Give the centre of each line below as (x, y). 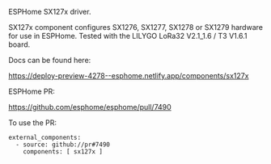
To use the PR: (32, 123)
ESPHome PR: (32, 91)
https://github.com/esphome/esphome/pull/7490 (90, 107)
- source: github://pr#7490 (63, 145)
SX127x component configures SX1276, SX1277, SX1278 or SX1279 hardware (135, 27)
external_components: (45, 137)
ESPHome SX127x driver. (50, 12)
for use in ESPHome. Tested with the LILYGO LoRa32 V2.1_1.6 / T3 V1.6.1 (128, 36)
